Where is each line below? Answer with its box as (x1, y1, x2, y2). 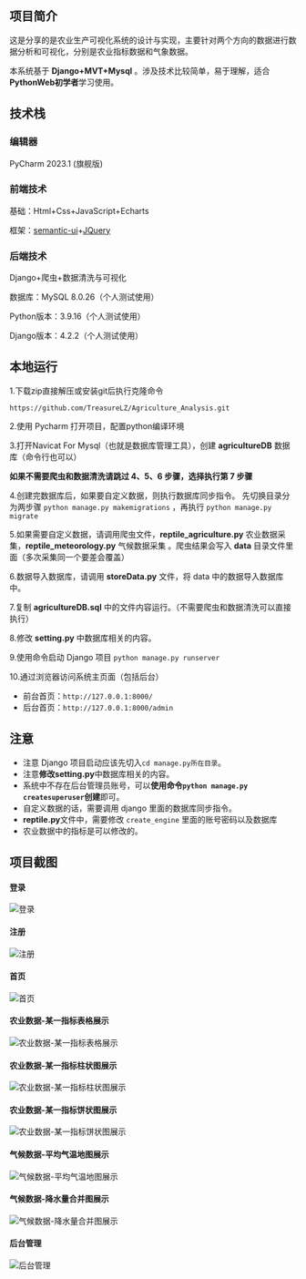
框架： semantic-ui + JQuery (9, 224, 111, 235)
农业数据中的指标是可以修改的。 (22, 825, 143, 836)
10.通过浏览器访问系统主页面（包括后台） (9, 670, 164, 681)
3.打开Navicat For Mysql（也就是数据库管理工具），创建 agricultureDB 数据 (9, 440, 291, 451)
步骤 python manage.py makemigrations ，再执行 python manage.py (25, 501, 272, 512)
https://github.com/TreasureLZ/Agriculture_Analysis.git (9, 404, 230, 413)
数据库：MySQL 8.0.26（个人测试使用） (9, 292, 159, 302)
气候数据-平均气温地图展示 (9, 1149, 109, 1160)
